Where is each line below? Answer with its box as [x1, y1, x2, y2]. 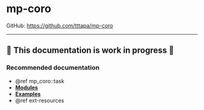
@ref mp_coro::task [15, 77, 65, 84]
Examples [15, 90, 41, 97]
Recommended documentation [6, 63, 100, 72]
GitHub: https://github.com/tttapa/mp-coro [6, 22, 114, 29]
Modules [15, 84, 38, 91]
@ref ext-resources [15, 97, 64, 104]
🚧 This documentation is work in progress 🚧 [6, 45, 174, 56]
